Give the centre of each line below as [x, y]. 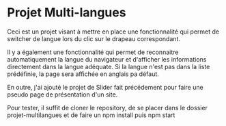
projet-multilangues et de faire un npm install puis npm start [91, 115]
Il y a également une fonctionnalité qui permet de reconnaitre [93, 52]
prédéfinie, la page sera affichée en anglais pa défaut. [83, 74]
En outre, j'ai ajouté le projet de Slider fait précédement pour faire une [105, 87]
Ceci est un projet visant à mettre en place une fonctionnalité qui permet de [113, 32]
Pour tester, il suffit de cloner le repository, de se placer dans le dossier [108, 108]
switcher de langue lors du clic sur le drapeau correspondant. [94, 38]
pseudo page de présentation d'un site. [62, 94]
